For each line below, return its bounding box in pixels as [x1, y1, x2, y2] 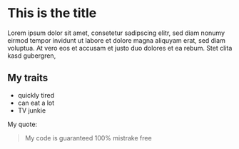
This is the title [7, 5, 97, 21]
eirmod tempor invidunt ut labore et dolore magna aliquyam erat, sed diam [7, 36, 226, 44]
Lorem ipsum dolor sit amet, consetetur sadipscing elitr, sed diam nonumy [7, 29, 225, 37]
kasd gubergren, [7, 51, 56, 60]
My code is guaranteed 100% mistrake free [24, 133, 152, 142]
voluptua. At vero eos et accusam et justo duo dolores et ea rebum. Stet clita [7, 43, 233, 52]
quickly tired [17, 91, 55, 99]
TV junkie [17, 106, 46, 115]
